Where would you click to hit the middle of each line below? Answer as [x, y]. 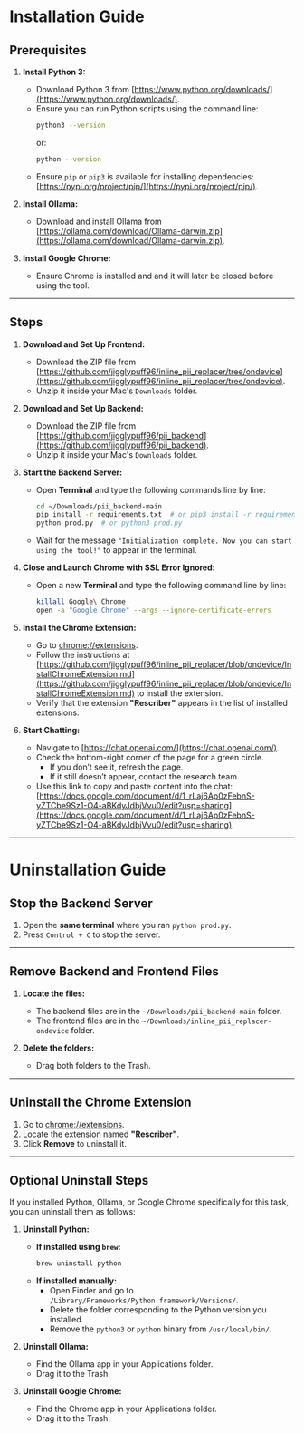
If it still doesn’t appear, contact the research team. [144, 776]
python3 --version [71, 125]
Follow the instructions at [83, 654]
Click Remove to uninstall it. [74, 1143]
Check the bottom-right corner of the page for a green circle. [150, 757]
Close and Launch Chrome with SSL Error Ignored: [119, 567]
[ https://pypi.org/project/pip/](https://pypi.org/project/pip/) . [147, 186]
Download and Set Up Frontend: [84, 344]
